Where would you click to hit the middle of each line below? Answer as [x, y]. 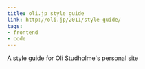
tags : [15, 26]
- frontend [23, 32]
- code [16, 39]
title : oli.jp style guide [46, 13]
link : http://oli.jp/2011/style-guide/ [64, 20]
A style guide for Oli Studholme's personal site [73, 58]
